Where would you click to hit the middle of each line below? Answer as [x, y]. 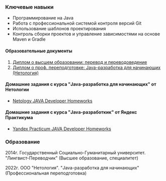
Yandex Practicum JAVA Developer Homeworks [62, 129]
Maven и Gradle [29, 39]
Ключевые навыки [29, 7]
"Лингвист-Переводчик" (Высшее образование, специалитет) [72, 158]
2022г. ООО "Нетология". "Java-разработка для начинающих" [72, 168]
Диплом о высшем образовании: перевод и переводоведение [80, 62]
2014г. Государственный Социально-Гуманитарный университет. [75, 153]
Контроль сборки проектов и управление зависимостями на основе [86, 34]
